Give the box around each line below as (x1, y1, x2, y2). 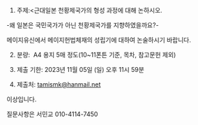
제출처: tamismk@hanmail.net (16, 80, 101, 89)
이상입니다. (6, 95, 37, 103)
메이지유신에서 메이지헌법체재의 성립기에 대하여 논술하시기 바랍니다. (6, 36, 191, 44)
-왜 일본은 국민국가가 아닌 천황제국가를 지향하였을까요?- (6, 21, 159, 29)
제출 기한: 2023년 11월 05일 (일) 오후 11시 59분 (16, 66, 144, 73)
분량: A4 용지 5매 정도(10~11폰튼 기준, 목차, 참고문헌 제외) (16, 51, 176, 59)
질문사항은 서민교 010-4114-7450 (6, 110, 98, 118)
